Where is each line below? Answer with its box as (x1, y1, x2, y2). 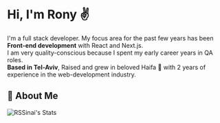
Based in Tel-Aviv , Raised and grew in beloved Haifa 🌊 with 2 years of (7, 63, 206, 71)
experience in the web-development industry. (7, 70, 136, 79)
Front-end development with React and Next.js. (7, 41, 144, 49)
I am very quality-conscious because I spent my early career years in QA (7, 49, 213, 57)
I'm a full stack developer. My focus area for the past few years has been (7, 33, 214, 42)
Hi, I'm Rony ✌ (7, 7, 90, 23)
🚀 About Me (7, 90, 58, 102)
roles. (7, 55, 23, 64)
